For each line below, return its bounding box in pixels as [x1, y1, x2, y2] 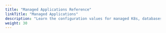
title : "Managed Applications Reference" [5, 7, 92, 12]
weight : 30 [5, 20, 28, 26]
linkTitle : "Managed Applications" [5, 12, 79, 16]
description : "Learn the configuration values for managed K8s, [5, 16, 140, 21]
